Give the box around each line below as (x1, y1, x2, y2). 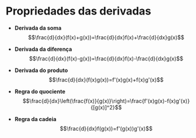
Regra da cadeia (14, 115, 57, 122)
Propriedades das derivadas (5, 4, 152, 18)
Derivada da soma (14, 24, 62, 31)
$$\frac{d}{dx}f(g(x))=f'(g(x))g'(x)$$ (60, 125, 153, 132)
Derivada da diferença (14, 45, 72, 53)
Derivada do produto (14, 67, 68, 74)
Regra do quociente (14, 88, 66, 95)
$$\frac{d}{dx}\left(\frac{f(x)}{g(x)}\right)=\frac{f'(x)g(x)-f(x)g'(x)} (23, 97, 190, 104)
